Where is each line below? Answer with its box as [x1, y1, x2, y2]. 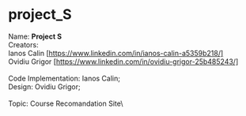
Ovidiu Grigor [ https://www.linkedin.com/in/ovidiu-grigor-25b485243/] [8, 57, 239, 66]
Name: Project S [8, 32, 62, 41]
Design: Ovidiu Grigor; [8, 81, 81, 92]
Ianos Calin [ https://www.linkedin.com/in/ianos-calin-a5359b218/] [8, 48, 224, 58]
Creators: [8, 39, 39, 49]
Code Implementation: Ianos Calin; [8, 73, 121, 83]
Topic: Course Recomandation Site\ [8, 99, 124, 108]
